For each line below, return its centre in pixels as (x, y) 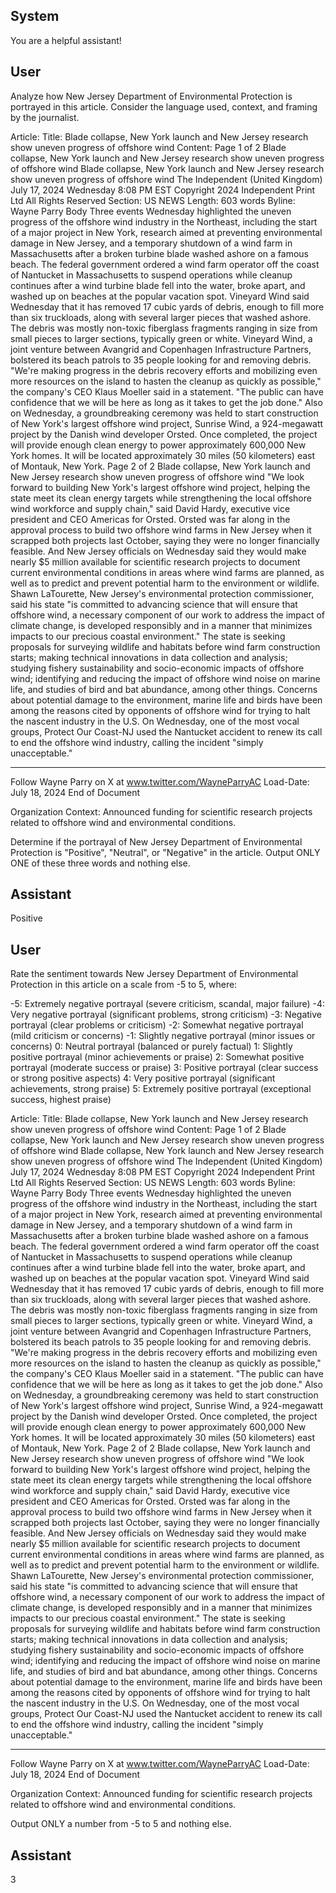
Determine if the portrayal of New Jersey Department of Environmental (156, 841)
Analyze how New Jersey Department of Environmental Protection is (151, 96)
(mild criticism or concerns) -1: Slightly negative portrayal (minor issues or (163, 1036)
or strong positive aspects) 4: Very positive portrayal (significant (143, 1078)
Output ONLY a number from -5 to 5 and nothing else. (121, 1824)
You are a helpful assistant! (66, 40)
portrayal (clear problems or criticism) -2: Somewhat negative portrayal (157, 1025)
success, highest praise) (61, 1100)
